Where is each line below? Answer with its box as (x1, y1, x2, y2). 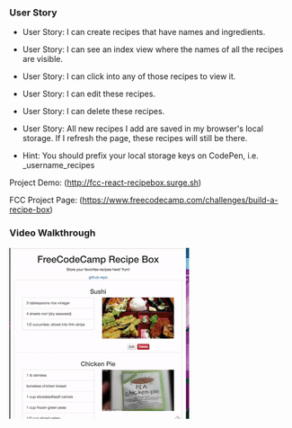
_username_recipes (22, 160, 95, 171)
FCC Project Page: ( (9, 195, 83, 206)
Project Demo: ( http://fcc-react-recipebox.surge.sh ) (9, 177, 202, 188)
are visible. (22, 54, 63, 65)
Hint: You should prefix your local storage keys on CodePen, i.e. (22, 150, 259, 161)
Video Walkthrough (9, 227, 96, 239)
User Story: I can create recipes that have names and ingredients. (22, 27, 266, 38)
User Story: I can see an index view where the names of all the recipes (22, 44, 284, 55)
